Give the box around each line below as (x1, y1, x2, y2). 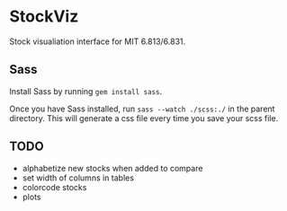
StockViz (9, 6, 79, 27)
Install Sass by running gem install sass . (9, 85, 163, 96)
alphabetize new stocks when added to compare (22, 163, 203, 173)
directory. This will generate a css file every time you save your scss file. (9, 112, 279, 123)
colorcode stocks (22, 181, 87, 192)
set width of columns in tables (22, 172, 135, 183)
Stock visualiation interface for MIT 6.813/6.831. (9, 36, 186, 47)
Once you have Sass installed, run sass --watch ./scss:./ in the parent (9, 103, 275, 114)
